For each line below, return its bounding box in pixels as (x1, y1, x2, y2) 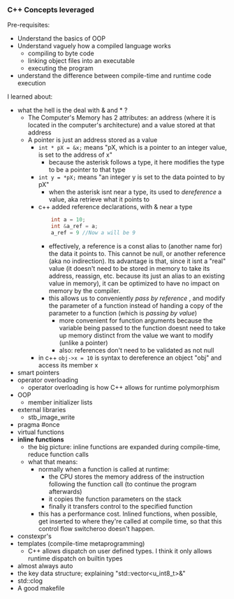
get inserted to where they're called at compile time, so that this (38, 516, 222, 526)
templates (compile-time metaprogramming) (17, 539, 145, 547)
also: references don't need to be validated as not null (59, 346, 214, 354)
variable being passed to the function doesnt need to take (59, 323, 226, 332)
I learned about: (7, 92, 53, 101)
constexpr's (17, 532, 52, 540)
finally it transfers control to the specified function (48, 502, 193, 510)
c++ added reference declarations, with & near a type (38, 203, 193, 211)
